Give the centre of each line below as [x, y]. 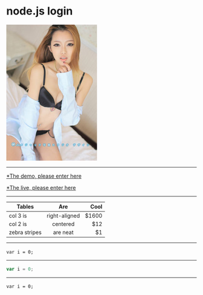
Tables [25, 207]
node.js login [40, 11]
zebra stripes [25, 232]
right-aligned [63, 215]
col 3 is [18, 215]
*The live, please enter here [41, 187]
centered [63, 224]
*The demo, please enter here [44, 176]
